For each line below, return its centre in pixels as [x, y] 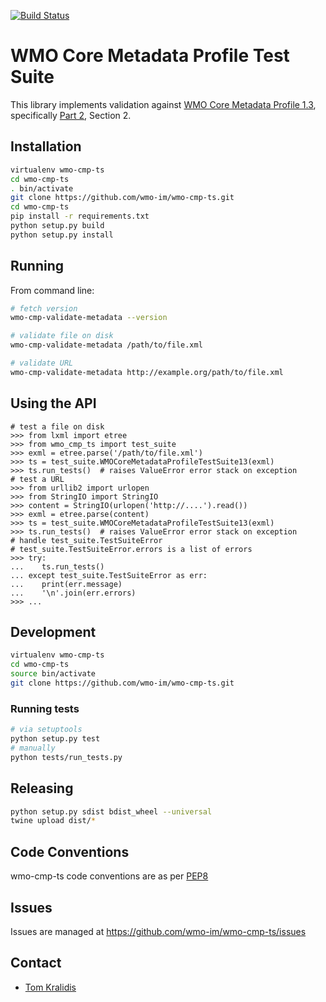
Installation [46, 146]
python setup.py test [55, 739]
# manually [33, 748]
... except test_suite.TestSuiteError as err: [109, 575]
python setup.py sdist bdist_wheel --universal [111, 811]
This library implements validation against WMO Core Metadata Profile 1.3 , [163, 104]
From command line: [52, 290]
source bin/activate [53, 674]
